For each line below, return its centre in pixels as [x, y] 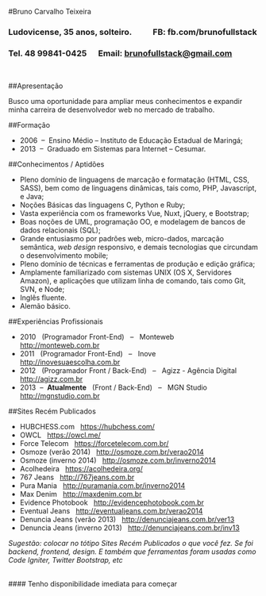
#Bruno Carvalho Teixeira [50, 12]
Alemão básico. [45, 306]
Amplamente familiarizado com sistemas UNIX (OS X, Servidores [125, 272]
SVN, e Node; [42, 290]
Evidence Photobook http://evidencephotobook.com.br [112, 502]
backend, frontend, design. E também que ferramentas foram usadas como [132, 552]
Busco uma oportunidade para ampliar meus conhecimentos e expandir [125, 102]
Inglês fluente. [43, 298]
